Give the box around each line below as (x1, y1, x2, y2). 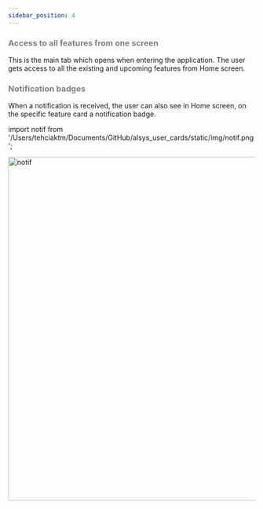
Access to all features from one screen (8, 37, 159, 48)
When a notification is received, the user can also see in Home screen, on (8, 101, 247, 111)
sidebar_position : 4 (8, 11, 76, 20)
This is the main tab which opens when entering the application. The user (8, 55, 246, 64)
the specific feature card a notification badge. (8, 109, 156, 119)
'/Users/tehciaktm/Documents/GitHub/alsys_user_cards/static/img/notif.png (8, 133, 254, 142)
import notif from (8, 125, 64, 134)
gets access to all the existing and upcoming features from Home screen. (8, 64, 246, 73)
